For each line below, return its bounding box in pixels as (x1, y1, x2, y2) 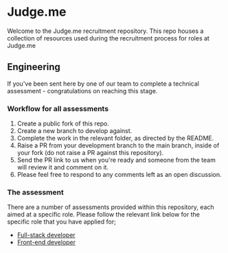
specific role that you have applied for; (7, 217, 117, 226)
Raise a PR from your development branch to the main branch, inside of (16, 141, 220, 149)
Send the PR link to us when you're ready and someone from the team (16, 156, 216, 165)
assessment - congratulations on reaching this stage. (7, 86, 158, 95)
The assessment (7, 187, 64, 197)
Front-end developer (16, 238, 76, 247)
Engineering (7, 61, 60, 73)
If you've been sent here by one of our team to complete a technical (7, 80, 199, 88)
